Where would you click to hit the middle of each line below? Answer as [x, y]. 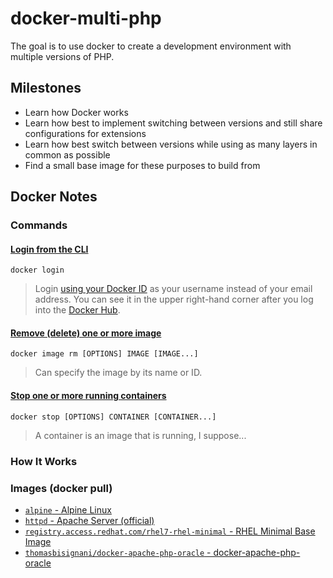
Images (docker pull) [61, 488]
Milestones [46, 88]
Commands [39, 225]
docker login [37, 270]
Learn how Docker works [76, 112]
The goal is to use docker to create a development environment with [151, 46]
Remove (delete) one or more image [86, 333]
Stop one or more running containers [88, 396]
